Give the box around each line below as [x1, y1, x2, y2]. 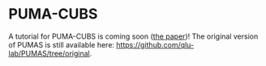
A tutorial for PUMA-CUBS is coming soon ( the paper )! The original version [8, 31, 259, 41]
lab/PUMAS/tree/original [8, 48, 91, 58]
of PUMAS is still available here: [8, 39, 115, 49]
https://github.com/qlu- [116, 39, 195, 49]
